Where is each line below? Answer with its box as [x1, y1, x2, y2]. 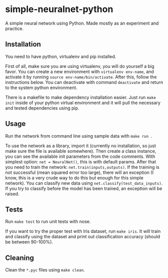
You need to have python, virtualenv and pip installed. [5, 53, 116, 59]
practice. [5, 25, 24, 31]
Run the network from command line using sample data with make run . [5, 133, 152, 139]
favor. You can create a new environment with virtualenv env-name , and [5, 68, 154, 74]
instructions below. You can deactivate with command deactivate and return [5, 79, 163, 85]
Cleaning [5, 253, 34, 262]
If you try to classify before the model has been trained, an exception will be [5, 185, 162, 192]
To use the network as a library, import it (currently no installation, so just [5, 142, 156, 149]
